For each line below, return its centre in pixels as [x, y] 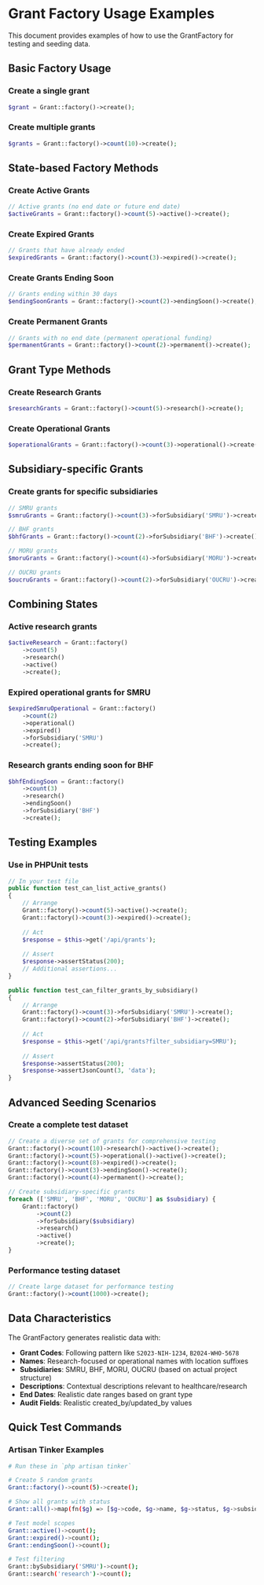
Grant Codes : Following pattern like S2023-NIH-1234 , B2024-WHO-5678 [129, 1352]
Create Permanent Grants [58, 321]
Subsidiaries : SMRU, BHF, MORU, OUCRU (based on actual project [128, 1369]
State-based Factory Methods [83, 169]
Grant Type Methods [60, 370]
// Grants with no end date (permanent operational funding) [110, 338]
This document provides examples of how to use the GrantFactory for [121, 35]
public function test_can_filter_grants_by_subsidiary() [103, 990]
